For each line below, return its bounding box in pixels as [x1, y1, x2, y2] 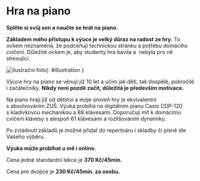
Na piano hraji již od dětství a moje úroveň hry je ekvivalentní [6, 96, 157, 103]
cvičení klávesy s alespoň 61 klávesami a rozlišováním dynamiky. [6, 115, 166, 122]
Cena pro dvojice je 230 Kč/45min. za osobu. [6, 168, 120, 175]
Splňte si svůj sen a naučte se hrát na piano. [6, 24, 118, 31]
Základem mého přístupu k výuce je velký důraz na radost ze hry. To [6, 35, 180, 43]
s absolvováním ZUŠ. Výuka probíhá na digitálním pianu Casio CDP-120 [6, 102, 183, 109]
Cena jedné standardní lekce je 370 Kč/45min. [6, 156, 123, 163]
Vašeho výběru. [6, 133, 46, 140]
